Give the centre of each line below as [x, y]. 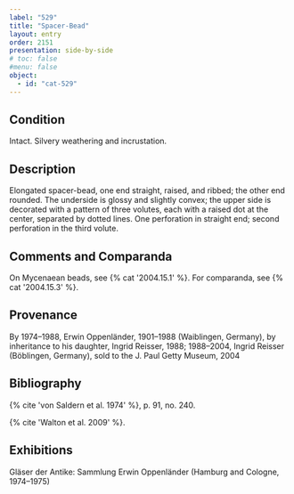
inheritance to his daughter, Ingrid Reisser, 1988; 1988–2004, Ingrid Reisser [147, 346]
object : [24, 76]
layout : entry [36, 34]
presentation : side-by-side [61, 51]
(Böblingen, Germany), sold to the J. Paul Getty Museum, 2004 [125, 355]
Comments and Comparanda [91, 256]
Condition [37, 120]
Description [42, 169]
